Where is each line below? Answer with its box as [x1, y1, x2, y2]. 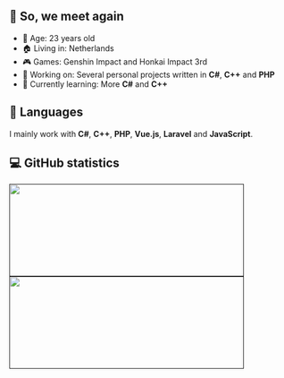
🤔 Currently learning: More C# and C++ [21, 78, 168, 90]
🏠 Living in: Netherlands [21, 42, 114, 54]
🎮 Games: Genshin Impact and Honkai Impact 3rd [21, 56, 208, 67]
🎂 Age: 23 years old [21, 32, 96, 43]
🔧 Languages [9, 105, 83, 120]
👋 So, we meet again [9, 9, 125, 24]
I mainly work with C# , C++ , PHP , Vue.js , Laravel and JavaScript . [9, 128, 254, 139]
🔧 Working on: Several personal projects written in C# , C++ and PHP [21, 69, 275, 80]
